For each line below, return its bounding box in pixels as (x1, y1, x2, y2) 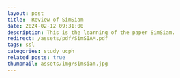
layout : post (7, 9, 44, 17)
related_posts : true (7, 54, 66, 61)
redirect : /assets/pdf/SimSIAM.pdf (7, 35, 108, 42)
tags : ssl (7, 41, 35, 48)
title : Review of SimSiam (7, 16, 84, 23)
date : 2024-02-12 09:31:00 (7, 22, 84, 29)
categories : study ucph (7, 48, 75, 55)
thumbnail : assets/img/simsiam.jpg (7, 60, 108, 67)
